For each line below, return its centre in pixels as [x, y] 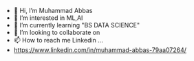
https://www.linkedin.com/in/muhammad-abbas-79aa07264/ [100, 50]
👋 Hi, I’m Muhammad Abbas [53, 11]
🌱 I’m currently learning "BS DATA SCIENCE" [77, 25]
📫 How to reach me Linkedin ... [58, 40]
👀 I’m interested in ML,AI [48, 18]
